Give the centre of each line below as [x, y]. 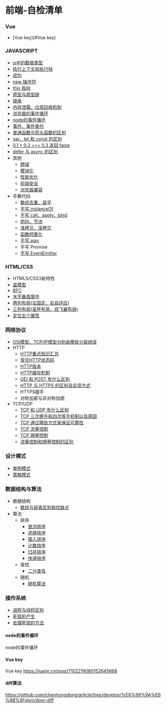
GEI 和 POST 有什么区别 [45, 379]
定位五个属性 [26, 316]
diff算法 [13, 683]
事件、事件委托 [28, 126]
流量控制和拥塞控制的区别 [47, 442]
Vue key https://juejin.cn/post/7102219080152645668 [61, 671]
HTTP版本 [31, 366]
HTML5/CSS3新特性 [33, 279]
